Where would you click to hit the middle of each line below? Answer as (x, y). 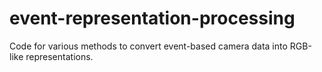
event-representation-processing (152, 18)
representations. (59, 56)
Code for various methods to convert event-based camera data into (148, 46)
